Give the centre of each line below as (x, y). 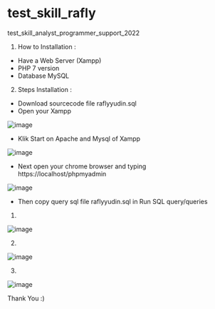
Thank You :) (26, 298)
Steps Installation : (45, 89)
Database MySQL (43, 76)
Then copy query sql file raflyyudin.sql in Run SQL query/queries (112, 201)
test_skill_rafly (52, 13)
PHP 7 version (38, 68)
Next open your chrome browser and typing (82, 166)
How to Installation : (47, 46)
